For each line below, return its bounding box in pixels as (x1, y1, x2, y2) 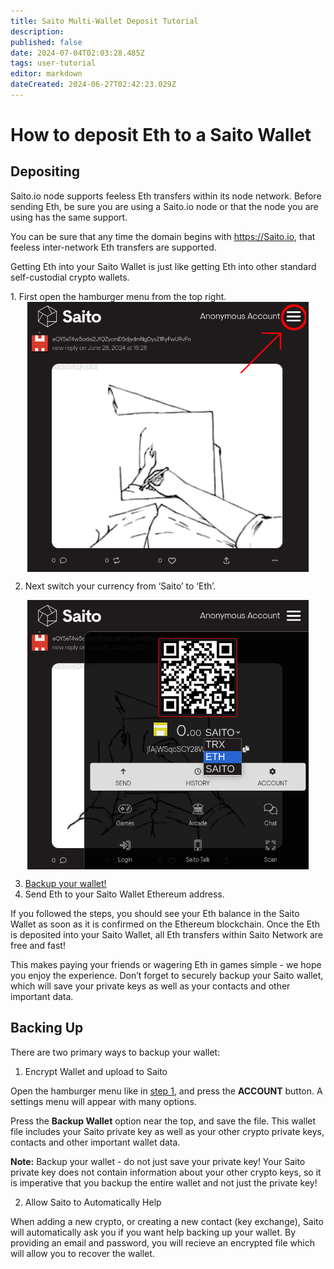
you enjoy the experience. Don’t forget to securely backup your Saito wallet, (10, 969, 324, 981)
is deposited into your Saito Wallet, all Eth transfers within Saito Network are (10, 928, 323, 940)
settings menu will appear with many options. (10, 1095, 197, 1107)
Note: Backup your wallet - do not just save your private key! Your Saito (10, 1155, 306, 1167)
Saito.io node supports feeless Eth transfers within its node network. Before (10, 190, 322, 202)
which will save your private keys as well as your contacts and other (10, 980, 291, 992)
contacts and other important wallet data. (10, 1136, 181, 1148)
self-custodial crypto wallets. (10, 271, 130, 283)
